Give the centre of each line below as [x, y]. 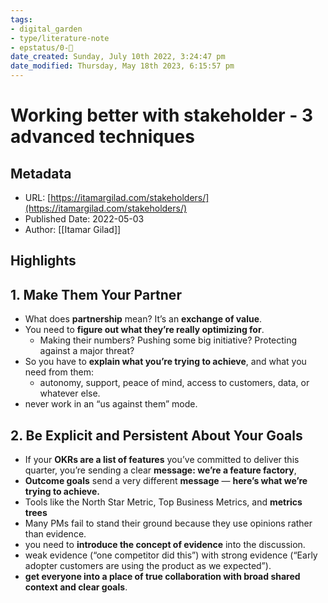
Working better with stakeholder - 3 [161, 115]
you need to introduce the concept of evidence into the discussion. [165, 545]
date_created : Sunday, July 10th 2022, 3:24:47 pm [118, 57]
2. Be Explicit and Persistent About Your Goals [156, 435]
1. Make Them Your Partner [96, 294]
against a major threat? [87, 351]
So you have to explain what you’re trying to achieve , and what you [165, 362]
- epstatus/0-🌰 [42, 47]
